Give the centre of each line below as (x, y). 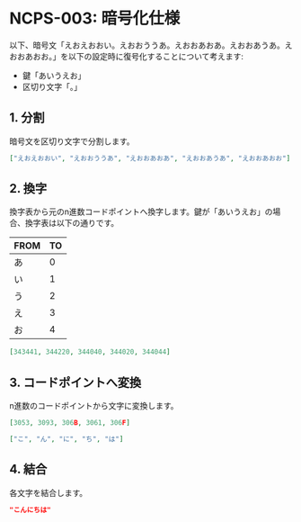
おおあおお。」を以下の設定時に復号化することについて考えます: (127, 56)
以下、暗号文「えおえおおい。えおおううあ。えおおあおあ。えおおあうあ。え (151, 45)
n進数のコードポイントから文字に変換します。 (94, 406)
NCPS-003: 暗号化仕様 (95, 18)
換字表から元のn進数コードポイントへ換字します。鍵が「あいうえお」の (141, 211)
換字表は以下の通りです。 (72, 223)
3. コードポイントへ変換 (75, 382)
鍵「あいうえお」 (54, 75)
